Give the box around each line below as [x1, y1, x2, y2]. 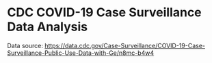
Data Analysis [7, 19, 88, 35]
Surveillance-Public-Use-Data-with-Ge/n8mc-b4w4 [7, 49, 155, 57]
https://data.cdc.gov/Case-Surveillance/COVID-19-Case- [44, 41, 205, 49]
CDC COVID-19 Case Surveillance [7, 5, 202, 20]
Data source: [7, 41, 43, 49]
